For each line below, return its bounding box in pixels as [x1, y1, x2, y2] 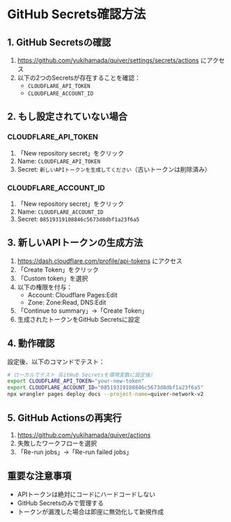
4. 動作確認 [7, 338, 55, 350]
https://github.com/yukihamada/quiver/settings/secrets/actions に [17, 57, 207, 64]
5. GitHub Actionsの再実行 [7, 412, 122, 424]
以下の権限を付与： [17, 283, 73, 291]
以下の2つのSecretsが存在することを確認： [17, 74, 141, 82]
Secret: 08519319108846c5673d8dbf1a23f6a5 [17, 214, 140, 223]
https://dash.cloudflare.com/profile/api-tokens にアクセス [17, 256, 183, 265]
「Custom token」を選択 [17, 274, 88, 283]
